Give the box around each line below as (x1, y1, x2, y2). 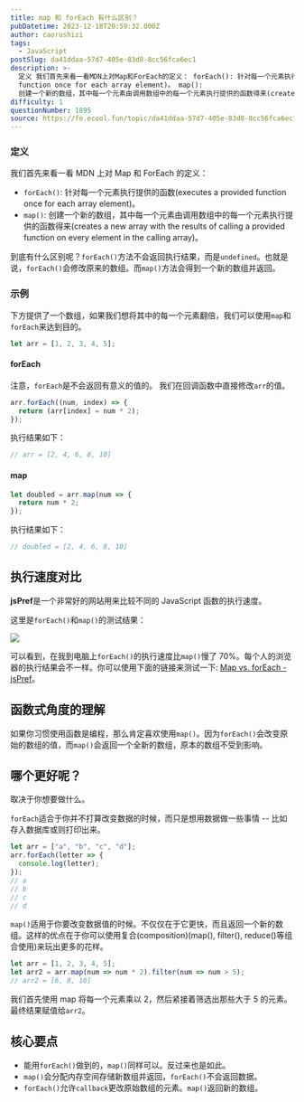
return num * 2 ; (18, 498, 79, 507)
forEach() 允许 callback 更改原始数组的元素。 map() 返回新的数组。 (23, 1082, 263, 1093)
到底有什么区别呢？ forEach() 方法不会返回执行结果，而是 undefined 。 (10, 251, 265, 262)
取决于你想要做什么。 (10, 794, 89, 805)
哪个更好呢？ (10, 768, 82, 784)
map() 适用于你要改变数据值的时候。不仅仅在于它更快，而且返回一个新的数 (10, 918, 283, 929)
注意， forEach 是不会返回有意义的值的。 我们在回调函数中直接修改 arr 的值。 (10, 380, 290, 391)
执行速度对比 (10, 570, 82, 585)
